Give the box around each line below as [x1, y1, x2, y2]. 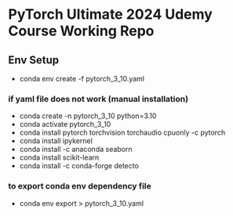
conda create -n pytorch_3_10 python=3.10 [19, 111, 157, 121]
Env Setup [8, 53, 60, 67]
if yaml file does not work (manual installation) [8, 93, 189, 104]
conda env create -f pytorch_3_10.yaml [19, 74, 145, 83]
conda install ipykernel [19, 136, 93, 146]
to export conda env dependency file [8, 181, 151, 192]
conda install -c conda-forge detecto [19, 161, 140, 171]
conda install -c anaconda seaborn [19, 145, 133, 154]
